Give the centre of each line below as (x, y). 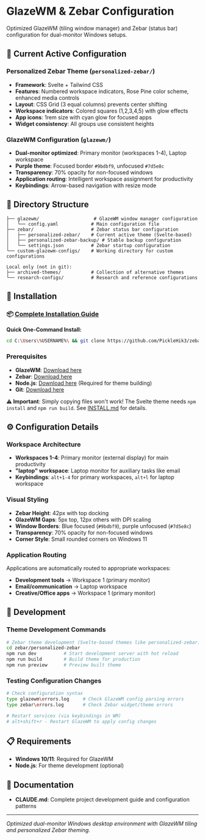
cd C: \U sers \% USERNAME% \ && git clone (56, 341)
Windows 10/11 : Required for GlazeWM (64, 759)
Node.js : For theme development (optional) (69, 765)
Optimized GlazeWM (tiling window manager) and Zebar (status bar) (92, 28)
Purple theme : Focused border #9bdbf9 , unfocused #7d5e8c (90, 166)
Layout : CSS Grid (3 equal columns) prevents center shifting (91, 104)
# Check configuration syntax (45, 693)
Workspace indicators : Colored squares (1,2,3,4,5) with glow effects (102, 111)
